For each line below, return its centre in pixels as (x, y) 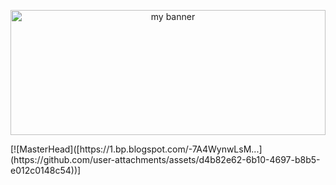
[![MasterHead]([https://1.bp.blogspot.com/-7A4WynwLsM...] (136, 149)
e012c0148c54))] (46, 170)
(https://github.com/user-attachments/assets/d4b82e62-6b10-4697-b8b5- (165, 159)
